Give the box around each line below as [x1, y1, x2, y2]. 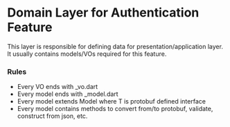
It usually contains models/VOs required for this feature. [7, 50, 167, 58]
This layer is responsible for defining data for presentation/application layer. [7, 42, 224, 50]
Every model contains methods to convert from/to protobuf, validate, [17, 105, 213, 113]
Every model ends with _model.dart [17, 90, 119, 98]
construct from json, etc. [17, 112, 88, 120]
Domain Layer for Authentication [7, 5, 200, 21]
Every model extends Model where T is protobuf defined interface [17, 97, 206, 106]
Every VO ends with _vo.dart [17, 83, 98, 91]
